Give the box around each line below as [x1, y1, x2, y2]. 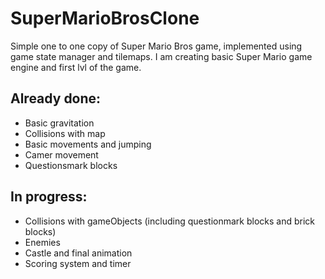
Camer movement [24, 148, 99, 161]
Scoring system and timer [24, 257, 132, 269]
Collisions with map [24, 127, 106, 139]
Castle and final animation [24, 247, 133, 259]
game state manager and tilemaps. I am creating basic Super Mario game [10, 50, 313, 62]
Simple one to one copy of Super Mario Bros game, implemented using [10, 40, 303, 52]
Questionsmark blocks [24, 159, 118, 171]
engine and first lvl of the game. [10, 61, 142, 73]
